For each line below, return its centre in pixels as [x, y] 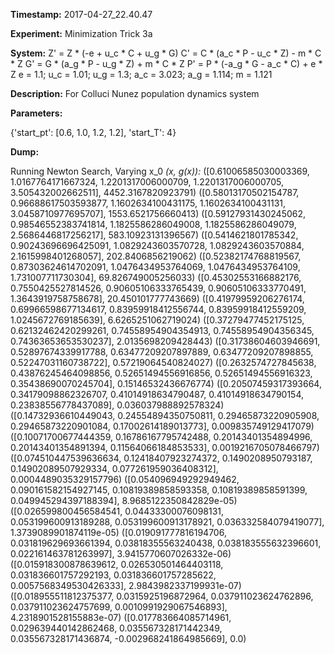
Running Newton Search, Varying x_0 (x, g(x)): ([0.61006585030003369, [160, 171]
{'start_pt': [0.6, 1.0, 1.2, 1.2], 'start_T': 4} [93, 132]
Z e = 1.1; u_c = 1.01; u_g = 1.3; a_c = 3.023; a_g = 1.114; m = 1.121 [141, 74]
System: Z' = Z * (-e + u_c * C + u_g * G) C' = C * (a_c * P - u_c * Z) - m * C [166, 53]
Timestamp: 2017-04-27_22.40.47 [81, 14]
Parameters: [36, 113]
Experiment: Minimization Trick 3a [81, 33]
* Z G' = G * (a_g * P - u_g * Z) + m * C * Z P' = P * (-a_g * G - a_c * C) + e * [166, 63]
